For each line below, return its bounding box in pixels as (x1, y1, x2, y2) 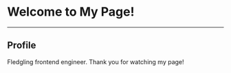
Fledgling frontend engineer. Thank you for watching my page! (7, 57, 184, 65)
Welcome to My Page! (7, 4, 135, 20)
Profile (7, 40, 36, 51)
